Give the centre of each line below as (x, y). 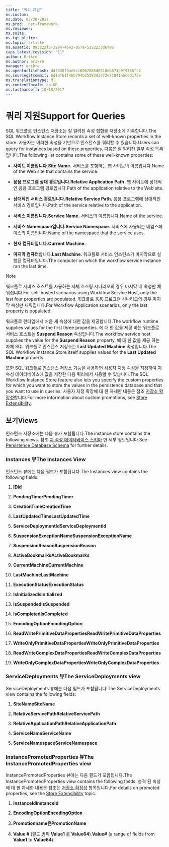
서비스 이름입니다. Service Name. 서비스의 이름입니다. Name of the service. (88, 216)
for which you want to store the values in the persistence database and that (84, 385)
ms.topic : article (25, 43)
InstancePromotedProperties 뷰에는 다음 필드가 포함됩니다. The (69, 775)
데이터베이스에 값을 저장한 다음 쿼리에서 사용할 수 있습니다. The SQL (82, 374)
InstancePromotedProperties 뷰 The (50, 757)
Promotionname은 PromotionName (50, 823)
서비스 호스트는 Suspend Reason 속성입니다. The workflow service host (78, 334)
